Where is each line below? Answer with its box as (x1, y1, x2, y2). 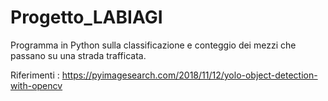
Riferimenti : (10, 69, 60, 81)
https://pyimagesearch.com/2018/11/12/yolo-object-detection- (61, 69, 318, 81)
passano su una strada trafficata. (10, 49, 147, 61)
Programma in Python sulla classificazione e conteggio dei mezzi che (10, 39, 297, 51)
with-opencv (10, 79, 63, 91)
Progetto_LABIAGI (10, 6, 163, 29)
